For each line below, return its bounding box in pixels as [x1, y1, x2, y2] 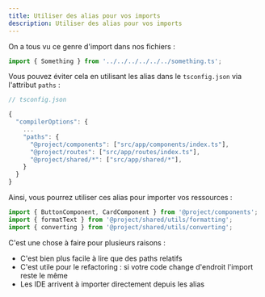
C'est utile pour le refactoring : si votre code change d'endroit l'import [19, 261, 253, 271]
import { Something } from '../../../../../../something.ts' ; [8, 57, 222, 65]
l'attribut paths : [8, 80, 61, 90]
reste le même [19, 270, 69, 280]
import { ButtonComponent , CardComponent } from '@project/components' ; [8, 208, 259, 216]
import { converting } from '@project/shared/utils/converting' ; [8, 223, 233, 231]
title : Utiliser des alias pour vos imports [8, 11, 161, 20]
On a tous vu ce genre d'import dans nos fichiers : [8, 41, 175, 51]
